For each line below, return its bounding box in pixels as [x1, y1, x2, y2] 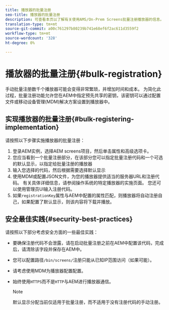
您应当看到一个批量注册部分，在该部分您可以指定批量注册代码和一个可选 [12, 154, 163, 160]
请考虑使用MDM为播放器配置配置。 [12, 268, 86, 274]
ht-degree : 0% [5, 41, 35, 46]
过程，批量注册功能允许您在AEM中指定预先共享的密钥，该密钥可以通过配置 [5, 92, 161, 98]
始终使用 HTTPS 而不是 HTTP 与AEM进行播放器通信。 [12, 279, 114, 285]
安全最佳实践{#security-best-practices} [5, 215, 133, 223]
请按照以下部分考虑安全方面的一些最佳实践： [5, 229, 98, 236]
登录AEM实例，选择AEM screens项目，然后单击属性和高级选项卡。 [12, 148, 152, 154]
